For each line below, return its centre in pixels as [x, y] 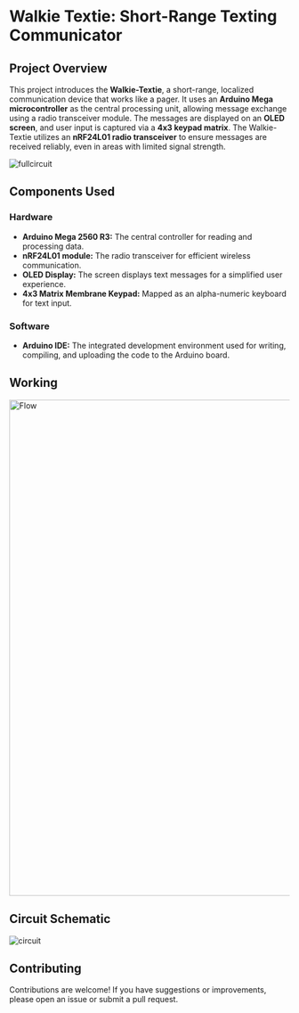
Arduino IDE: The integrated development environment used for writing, [154, 345]
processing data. [53, 246]
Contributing [45, 968]
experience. [44, 284]
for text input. [47, 303]
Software [30, 325]
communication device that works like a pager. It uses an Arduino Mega [141, 99]
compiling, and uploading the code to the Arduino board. [125, 355]
